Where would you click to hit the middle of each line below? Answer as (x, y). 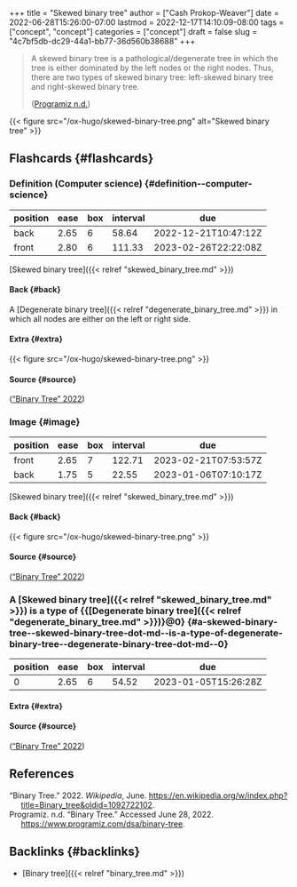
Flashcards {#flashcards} (81, 159)
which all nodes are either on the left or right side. (100, 318)
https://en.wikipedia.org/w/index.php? (218, 795)
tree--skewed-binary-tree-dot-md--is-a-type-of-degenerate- (146, 633)
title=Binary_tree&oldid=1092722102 (87, 804)
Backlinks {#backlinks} (74, 852)
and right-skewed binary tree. (85, 87)
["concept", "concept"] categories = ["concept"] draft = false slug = (133, 32)
